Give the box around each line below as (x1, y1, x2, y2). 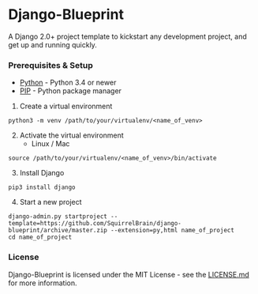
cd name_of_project (8, 233, 73, 242)
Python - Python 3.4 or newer (19, 77, 117, 88)
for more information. (8, 278, 77, 288)
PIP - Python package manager (19, 86, 122, 96)
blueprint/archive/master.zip (8, 227, 108, 235)
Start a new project (19, 198, 82, 207)
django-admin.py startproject (8, 213, 108, 220)
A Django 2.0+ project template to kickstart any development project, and (8, 32, 247, 41)
